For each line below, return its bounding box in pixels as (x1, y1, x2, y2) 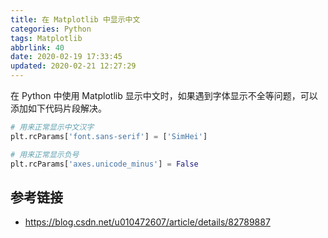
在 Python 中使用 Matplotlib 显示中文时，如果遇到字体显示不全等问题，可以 (10, 90, 318, 101)
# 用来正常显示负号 (10, 149, 80, 160)
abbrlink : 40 (10, 42, 65, 53)
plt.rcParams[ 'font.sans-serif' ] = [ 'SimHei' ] (10, 131, 208, 141)
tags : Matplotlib (10, 33, 83, 43)
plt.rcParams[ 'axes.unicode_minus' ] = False (10, 159, 199, 169)
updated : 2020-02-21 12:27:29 (10, 61, 137, 71)
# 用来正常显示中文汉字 (10, 122, 95, 132)
